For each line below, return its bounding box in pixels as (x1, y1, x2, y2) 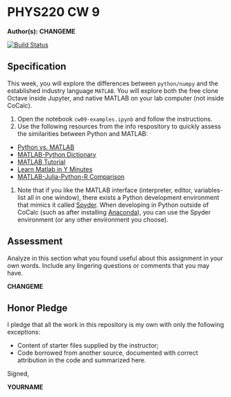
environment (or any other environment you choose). (17, 215, 169, 223)
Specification (7, 60, 67, 73)
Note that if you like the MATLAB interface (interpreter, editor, (17, 185, 193, 194)
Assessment (7, 235, 63, 247)
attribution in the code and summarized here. (17, 356, 147, 364)
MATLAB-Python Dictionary (17, 150, 96, 158)
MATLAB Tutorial (17, 158, 66, 166)
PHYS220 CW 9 (7, 4, 101, 20)
